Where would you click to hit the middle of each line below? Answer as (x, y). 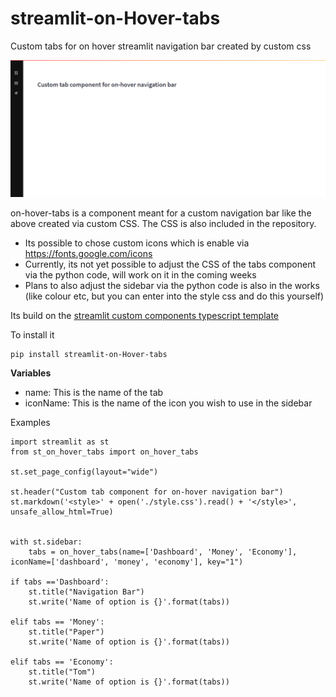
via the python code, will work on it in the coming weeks (140, 274)
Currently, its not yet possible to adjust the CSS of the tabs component (170, 264)
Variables (31, 373)
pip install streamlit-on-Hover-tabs (89, 354)
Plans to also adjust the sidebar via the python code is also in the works (172, 285)
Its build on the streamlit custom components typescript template (145, 315)
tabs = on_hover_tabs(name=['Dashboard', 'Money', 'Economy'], (163, 552)
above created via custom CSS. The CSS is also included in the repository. (163, 223)
